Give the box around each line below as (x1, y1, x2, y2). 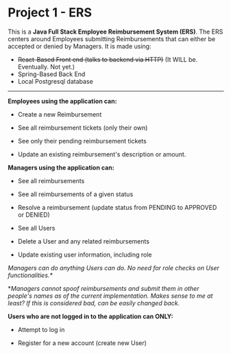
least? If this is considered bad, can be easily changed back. (8, 298, 180, 307)
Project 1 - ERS (8, 5, 92, 21)
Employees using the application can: (8, 97, 117, 105)
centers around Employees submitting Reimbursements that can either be (8, 34, 215, 43)
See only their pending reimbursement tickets (17, 137, 147, 145)
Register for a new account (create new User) (17, 338, 147, 347)
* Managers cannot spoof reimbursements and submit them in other (8, 284, 199, 292)
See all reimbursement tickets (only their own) (17, 123, 148, 132)
